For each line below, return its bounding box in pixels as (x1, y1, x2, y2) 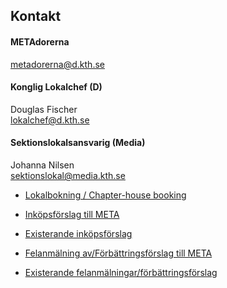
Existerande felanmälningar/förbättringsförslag (24, 267, 218, 278)
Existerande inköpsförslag (24, 228, 133, 239)
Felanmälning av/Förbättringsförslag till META (24, 247, 213, 259)
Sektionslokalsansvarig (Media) (10, 137, 146, 149)
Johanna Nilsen (10, 159, 75, 171)
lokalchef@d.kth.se (10, 114, 90, 126)
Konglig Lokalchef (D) (10, 81, 103, 93)
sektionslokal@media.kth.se (10, 170, 126, 181)
